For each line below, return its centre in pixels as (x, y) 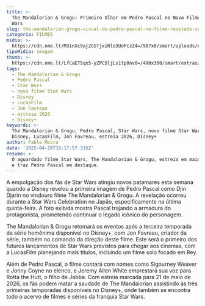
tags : (13, 69)
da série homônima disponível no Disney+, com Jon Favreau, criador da (97, 233)
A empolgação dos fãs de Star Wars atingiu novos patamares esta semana (100, 182)
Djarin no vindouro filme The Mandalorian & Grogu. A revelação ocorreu (97, 195)
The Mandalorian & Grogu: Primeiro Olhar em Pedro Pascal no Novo (98, 18)
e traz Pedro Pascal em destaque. (56, 165)
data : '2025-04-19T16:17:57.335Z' (50, 148)
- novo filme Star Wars (42, 91)
